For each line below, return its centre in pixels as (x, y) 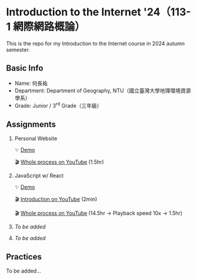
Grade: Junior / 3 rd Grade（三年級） (58, 105)
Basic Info (25, 68)
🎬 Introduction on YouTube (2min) (56, 199)
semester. (18, 49)
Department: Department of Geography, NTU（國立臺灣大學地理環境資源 (103, 90)
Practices (24, 257)
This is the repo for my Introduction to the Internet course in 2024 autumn (96, 43)
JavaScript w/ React (39, 176)
